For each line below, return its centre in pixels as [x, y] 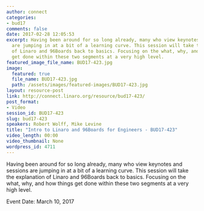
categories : [21, 18]
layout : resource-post [35, 91]
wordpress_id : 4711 [31, 147]
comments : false [27, 29]
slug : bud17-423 [27, 118]
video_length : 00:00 [32, 136]
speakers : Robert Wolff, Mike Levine [54, 125]
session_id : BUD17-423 [35, 113]
